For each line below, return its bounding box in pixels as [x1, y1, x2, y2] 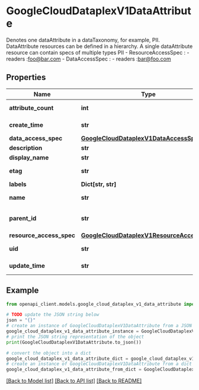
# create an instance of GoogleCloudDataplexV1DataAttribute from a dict [6, 361, 192, 367]
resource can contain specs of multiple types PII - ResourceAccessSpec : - [6, 49, 190, 56]
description [9, 143, 43, 152]
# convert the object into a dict [6, 350, 92, 356]
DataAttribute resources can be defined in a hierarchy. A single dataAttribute [6, 43, 193, 50]
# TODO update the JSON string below [6, 312, 99, 318]
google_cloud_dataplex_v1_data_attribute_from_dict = [6, 366, 142, 373]
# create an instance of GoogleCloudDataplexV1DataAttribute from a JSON [6, 323, 192, 329]
